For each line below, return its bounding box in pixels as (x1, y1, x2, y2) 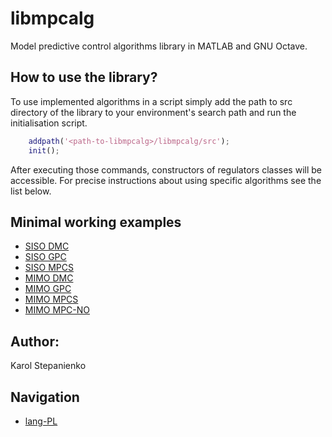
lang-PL (24, 415, 58, 427)
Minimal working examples (10, 213, 182, 231)
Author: (10, 333, 60, 350)
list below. (10, 185, 52, 197)
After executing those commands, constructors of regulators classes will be (10, 163, 322, 176)
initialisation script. (10, 117, 88, 129)
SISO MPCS (24, 262, 74, 274)
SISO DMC (24, 240, 70, 252)
